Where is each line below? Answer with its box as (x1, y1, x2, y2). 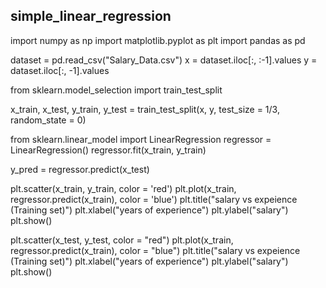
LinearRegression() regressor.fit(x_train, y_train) (10, 144, 207, 156)
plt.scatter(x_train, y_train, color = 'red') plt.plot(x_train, (10, 182, 237, 194)
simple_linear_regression (10, 8, 172, 25)
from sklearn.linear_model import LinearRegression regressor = (10, 133, 272, 145)
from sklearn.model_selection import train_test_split (10, 84, 223, 96)
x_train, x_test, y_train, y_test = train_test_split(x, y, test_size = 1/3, (10, 103, 280, 115)
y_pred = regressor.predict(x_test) (10, 163, 150, 175)
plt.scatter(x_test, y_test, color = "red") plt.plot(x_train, (10, 234, 234, 246)
